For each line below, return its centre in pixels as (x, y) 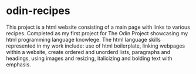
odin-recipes (38, 11)
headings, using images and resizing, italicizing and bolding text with (89, 58)
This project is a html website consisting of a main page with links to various (98, 27)
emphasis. (18, 64)
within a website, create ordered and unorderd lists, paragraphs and (88, 52)
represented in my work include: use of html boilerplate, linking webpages (96, 46)
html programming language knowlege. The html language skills (84, 39)
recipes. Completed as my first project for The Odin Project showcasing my (97, 33)
